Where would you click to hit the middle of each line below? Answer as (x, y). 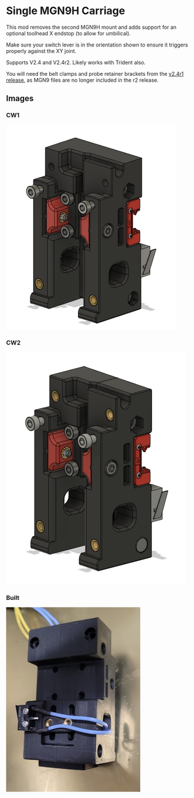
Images (20, 99)
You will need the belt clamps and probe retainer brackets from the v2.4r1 (95, 74)
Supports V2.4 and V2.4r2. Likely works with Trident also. (76, 62)
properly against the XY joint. (41, 51)
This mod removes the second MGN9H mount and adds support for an (91, 27)
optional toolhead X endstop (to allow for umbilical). (68, 33)
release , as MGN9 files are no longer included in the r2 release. (83, 80)
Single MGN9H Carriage (66, 11)
